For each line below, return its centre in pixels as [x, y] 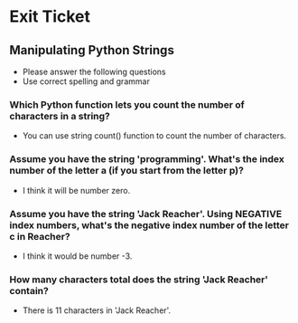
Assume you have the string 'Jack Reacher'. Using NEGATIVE [146, 214]
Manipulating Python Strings [92, 50]
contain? [29, 290]
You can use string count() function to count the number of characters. [154, 136]
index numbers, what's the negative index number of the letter [149, 225]
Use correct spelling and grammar [86, 81]
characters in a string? [60, 116]
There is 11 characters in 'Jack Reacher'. [97, 310]
